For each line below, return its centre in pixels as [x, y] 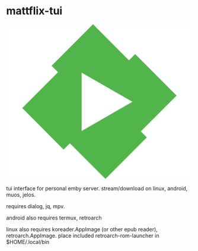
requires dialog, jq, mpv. [36, 206]
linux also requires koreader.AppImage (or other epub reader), [82, 230]
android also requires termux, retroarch [54, 218]
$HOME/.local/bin [28, 242]
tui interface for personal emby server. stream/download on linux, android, [97, 189]
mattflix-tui [34, 11]
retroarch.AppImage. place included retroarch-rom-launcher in [83, 236]
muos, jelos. [21, 195]
